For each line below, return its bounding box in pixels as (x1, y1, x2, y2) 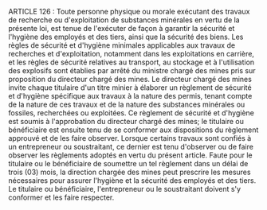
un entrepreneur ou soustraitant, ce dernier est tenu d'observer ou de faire (8, 142, 253, 151)
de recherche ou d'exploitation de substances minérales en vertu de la (8, 15, 241, 25)
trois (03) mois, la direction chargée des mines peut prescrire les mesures (8, 167, 251, 177)
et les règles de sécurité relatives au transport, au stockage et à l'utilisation (8, 57, 255, 67)
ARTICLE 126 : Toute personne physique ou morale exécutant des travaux (8, 7, 250, 16)
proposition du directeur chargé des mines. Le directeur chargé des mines (8, 75, 253, 84)
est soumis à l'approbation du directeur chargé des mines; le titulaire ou (8, 117, 245, 126)
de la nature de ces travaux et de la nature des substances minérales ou (8, 99, 245, 109)
